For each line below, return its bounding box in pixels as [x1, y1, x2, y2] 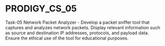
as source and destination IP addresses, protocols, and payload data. [5, 30, 149, 36]
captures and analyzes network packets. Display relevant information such [5, 24, 160, 30]
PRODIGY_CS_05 [5, 3, 77, 14]
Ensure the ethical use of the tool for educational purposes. [5, 35, 129, 41]
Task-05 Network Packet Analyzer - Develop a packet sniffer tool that [5, 19, 150, 25]
